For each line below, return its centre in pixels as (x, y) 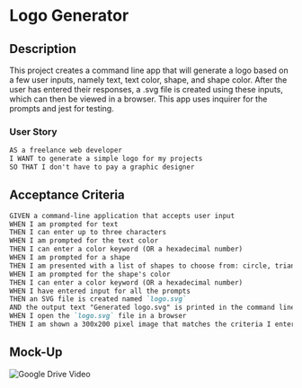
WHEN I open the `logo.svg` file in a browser (98, 316)
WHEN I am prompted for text (64, 224)
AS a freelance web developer (66, 150)
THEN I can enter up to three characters (88, 233)
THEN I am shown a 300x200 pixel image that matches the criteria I (140, 324)
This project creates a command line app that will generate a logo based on (149, 70)
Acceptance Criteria (67, 195)
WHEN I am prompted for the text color (84, 241)
